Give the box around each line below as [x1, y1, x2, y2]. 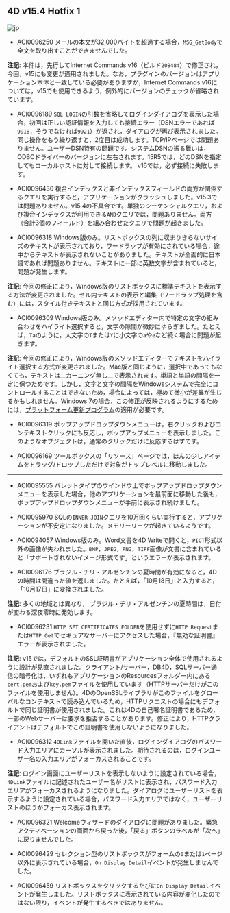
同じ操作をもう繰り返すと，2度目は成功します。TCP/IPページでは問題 [16, 135, 214, 143]
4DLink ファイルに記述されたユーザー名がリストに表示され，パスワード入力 [7, 777, 218, 786]
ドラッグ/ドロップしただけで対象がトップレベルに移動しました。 [29, 460, 212, 468]
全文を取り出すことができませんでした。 [16, 46, 131, 54]
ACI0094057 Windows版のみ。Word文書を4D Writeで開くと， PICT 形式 [16, 536, 217, 544]
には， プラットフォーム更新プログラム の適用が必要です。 [7, 405, 168, 413]
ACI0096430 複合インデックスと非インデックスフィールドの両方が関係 [16, 184, 217, 193]
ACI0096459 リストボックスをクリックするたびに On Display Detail [16, 881, 209, 890]
